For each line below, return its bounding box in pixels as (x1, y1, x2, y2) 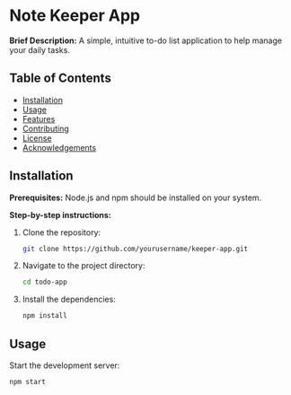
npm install (22, 312, 67, 320)
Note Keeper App (9, 5, 141, 26)
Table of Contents (9, 71, 112, 86)
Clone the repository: (22, 226, 101, 238)
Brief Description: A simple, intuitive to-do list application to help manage (9, 35, 283, 46)
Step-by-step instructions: (9, 209, 112, 220)
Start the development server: (9, 360, 120, 371)
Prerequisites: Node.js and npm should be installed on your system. (9, 192, 262, 203)
